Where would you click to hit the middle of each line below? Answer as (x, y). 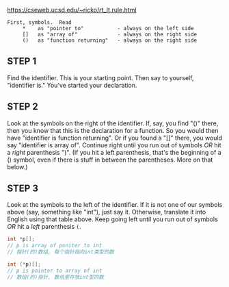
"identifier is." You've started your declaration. (72, 85)
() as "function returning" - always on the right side (109, 40)
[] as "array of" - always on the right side (109, 34)
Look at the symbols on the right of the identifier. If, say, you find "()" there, (113, 123)
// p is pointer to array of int (55, 271)
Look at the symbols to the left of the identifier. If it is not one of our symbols (115, 205)
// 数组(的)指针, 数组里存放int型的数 (56, 277)
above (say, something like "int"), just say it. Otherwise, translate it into (107, 212)
